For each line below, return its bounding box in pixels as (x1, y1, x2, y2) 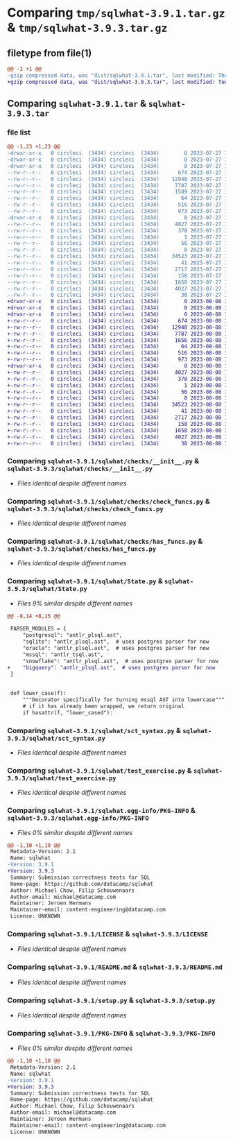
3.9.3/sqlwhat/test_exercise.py (7, 774, 116, 782)
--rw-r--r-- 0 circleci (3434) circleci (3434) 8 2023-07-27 (7, 246, 222, 254)
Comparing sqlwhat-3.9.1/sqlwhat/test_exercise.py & (7, 765, 192, 775)
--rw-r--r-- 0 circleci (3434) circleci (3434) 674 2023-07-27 (7, 169, 222, 176)
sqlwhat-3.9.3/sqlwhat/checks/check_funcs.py (7, 505, 164, 513)
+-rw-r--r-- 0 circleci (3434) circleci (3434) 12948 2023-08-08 (7, 324, 222, 331)
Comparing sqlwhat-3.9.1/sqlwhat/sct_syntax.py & (7, 726, 182, 735)
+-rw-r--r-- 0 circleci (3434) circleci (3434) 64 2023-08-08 (7, 343, 222, 350)
